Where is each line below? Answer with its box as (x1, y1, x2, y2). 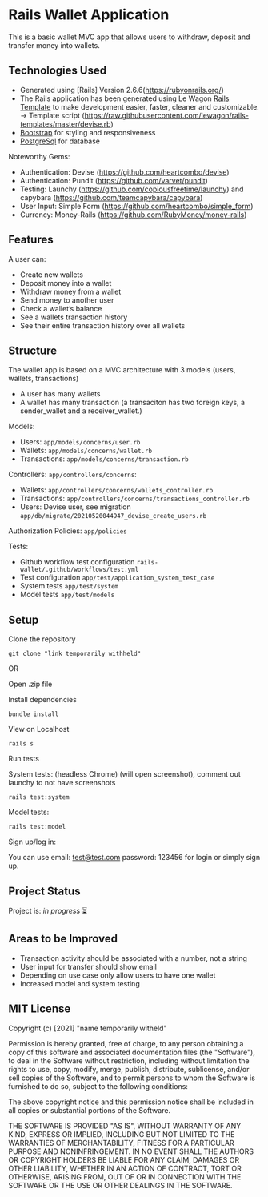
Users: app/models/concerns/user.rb (19, 437, 141, 447)
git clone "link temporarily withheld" (8, 650, 142, 658)
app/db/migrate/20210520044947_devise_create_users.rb (19, 512, 207, 520)
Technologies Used (8, 64, 106, 78)
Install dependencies (8, 695, 78, 705)
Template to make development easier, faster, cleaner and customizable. (19, 102, 260, 111)
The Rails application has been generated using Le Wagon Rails (19, 94, 230, 103)
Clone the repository (8, 634, 76, 644)
